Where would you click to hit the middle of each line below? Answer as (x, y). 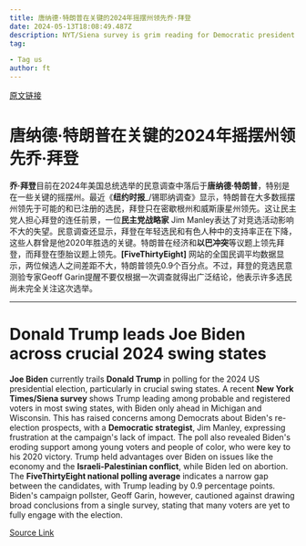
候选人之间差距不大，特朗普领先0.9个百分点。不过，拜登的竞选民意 (167, 265)
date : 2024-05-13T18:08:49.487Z (71, 26)
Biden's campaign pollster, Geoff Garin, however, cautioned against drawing (152, 495)
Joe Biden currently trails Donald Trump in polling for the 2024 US (135, 379)
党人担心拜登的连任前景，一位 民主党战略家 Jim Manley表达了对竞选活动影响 (152, 219)
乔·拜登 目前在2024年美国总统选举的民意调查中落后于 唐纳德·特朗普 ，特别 (146, 185)
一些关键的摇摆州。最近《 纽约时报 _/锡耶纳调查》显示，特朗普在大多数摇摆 (156, 196)
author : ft (30, 68)
